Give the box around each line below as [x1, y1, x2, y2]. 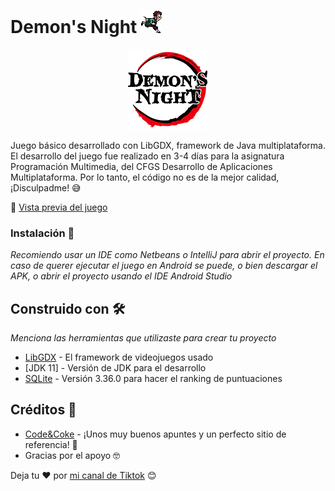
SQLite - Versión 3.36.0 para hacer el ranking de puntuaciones [24, 373, 283, 385]
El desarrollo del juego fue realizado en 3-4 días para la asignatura [10, 150, 285, 162]
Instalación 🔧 [10, 226, 75, 240]
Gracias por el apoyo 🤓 [24, 449, 121, 461]
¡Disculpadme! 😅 [10, 181, 82, 194]
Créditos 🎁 [10, 401, 77, 419]
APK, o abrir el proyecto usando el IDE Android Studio [10, 270, 233, 282]
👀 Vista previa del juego [10, 201, 108, 213]
